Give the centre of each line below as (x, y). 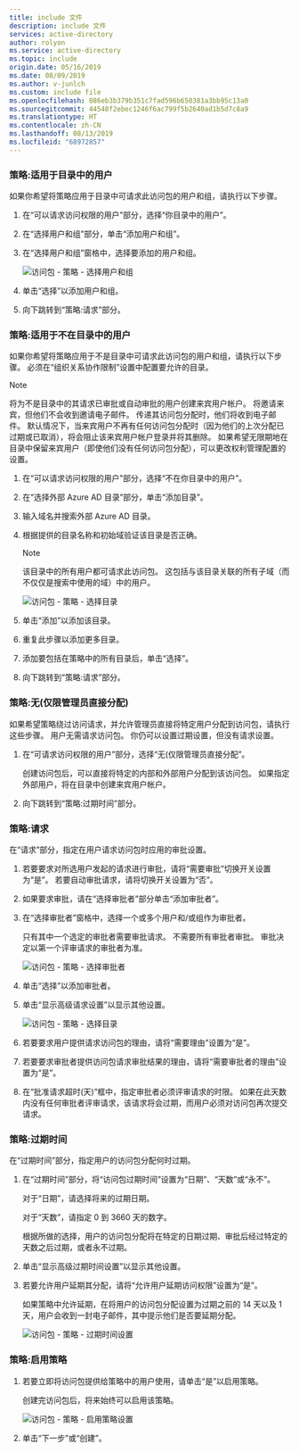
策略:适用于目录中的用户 (61, 175)
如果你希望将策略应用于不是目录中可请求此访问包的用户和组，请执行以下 (141, 356)
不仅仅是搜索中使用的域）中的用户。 (89, 583)
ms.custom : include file (55, 92)
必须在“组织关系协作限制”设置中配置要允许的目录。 (120, 368)
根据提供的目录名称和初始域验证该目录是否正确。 (112, 535)
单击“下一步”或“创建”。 (64, 1438)
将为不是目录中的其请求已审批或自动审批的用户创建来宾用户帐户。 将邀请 (143, 403)
